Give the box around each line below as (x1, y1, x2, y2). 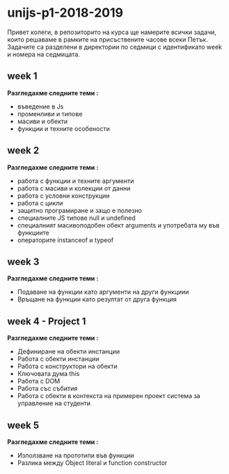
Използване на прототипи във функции (17, 451, 134, 459)
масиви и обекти (17, 117, 68, 125)
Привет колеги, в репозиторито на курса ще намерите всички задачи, (7, 28, 217, 36)
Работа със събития (17, 384, 78, 393)
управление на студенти (17, 399, 91, 408)
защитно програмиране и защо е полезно (17, 206, 143, 214)
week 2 (7, 145, 40, 157)
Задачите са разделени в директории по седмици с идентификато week (7, 42, 223, 51)
